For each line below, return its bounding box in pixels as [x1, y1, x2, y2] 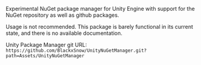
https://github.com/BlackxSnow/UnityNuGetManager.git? [5, 48, 147, 54]
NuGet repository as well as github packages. [5, 11, 119, 19]
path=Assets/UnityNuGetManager [5, 53, 85, 59]
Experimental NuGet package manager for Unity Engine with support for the [5, 5, 195, 12]
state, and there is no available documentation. [5, 29, 122, 37]
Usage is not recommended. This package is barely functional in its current [5, 23, 193, 30]
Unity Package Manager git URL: [5, 42, 87, 48]
